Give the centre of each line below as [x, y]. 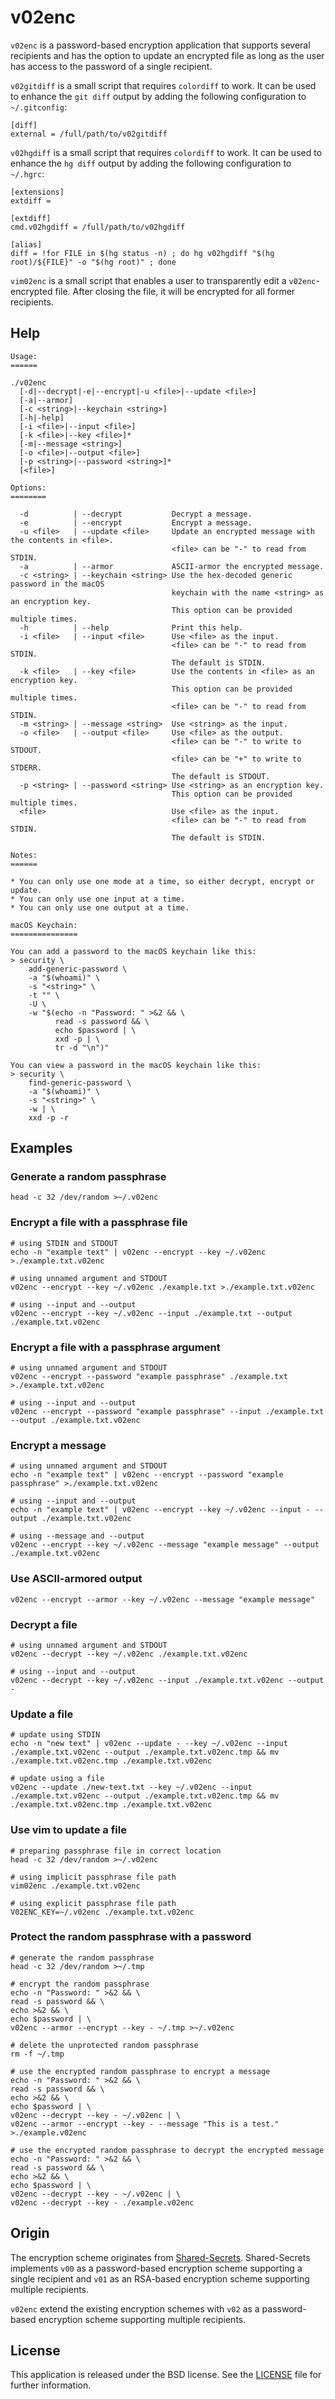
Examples [41, 1148]
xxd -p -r [49, 1117]
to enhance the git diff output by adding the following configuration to [158, 96]
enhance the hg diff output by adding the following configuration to [151, 163]
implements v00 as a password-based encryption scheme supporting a [156, 2268]
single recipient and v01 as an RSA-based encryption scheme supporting [160, 2278]
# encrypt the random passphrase [80, 1984]
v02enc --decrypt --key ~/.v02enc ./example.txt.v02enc [129, 1654]
